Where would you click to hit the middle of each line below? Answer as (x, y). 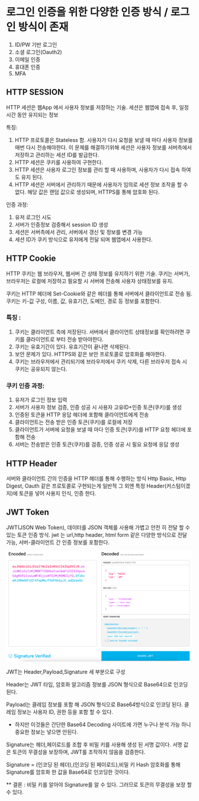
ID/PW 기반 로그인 (36, 45)
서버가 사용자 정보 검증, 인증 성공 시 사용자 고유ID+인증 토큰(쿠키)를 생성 (98, 407)
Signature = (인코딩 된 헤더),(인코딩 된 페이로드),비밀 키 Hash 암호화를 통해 (93, 764)
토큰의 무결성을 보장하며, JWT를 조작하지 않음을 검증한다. (79, 752)
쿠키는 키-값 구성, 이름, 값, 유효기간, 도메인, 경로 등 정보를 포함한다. (84, 301)
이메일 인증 (28, 59)
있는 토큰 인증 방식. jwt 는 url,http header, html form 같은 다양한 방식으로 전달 (97, 534)
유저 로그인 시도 (33, 217)
